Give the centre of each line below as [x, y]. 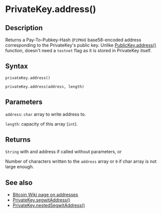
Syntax [17, 66]
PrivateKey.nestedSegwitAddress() [49, 205]
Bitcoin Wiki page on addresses [45, 195]
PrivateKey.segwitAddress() [41, 200]
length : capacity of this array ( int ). [42, 124]
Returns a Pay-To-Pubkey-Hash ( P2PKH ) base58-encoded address [73, 40]
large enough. [20, 167]
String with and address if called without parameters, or [63, 152]
